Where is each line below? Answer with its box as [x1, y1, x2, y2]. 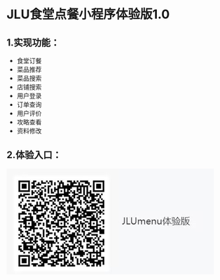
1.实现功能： [6, 36, 60, 48]
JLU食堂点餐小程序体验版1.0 [6, 6, 170, 22]
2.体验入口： [6, 149, 62, 161]
